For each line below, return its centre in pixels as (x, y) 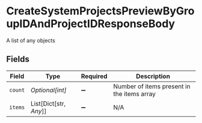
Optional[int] (48, 90)
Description (153, 76)
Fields (18, 59)
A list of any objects (31, 40)
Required (94, 76)
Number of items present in (152, 86)
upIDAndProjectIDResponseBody (91, 24)
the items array (135, 94)
